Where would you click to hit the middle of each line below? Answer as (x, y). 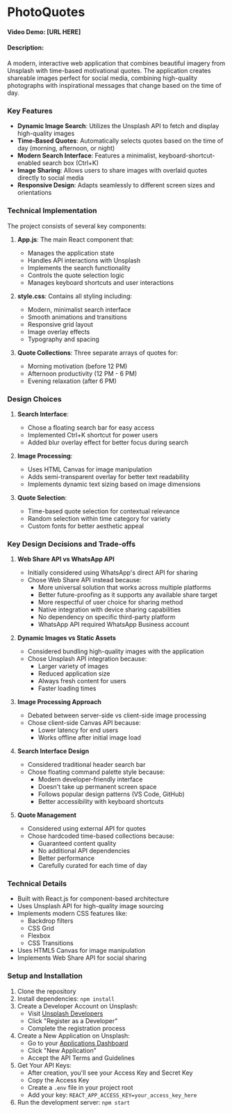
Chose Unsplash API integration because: (87, 659)
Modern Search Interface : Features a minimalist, (87, 156)
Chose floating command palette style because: (96, 772)
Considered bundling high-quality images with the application (116, 651)
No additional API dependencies (84, 851)
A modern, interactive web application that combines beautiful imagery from (116, 63)
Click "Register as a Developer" (73, 1020)
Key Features (30, 111)
